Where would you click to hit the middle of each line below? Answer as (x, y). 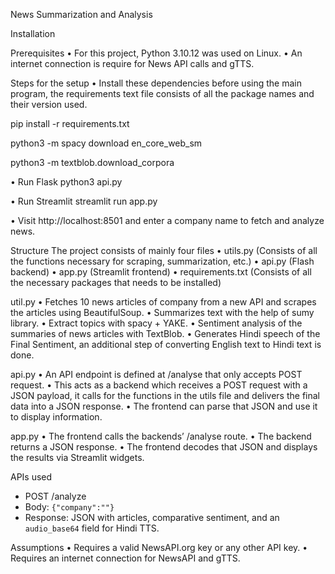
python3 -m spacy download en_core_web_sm (106, 143)
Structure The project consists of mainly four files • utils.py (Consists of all (164, 250)
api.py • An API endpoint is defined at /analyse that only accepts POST (156, 374)
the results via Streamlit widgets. (77, 457)
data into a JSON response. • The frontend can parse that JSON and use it (164, 406)
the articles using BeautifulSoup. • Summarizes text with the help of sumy (162, 312)
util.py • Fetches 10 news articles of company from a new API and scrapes (163, 302)
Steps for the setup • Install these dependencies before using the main (156, 83)
